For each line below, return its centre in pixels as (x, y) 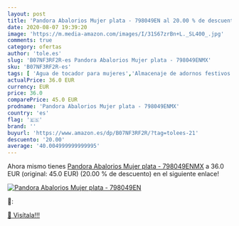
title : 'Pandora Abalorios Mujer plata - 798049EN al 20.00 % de (106, 21)
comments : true (30, 41)
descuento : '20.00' (36, 139)
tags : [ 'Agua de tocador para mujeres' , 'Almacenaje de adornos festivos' (121, 73)
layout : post (27, 14)
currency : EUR (28, 87)
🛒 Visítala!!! (24, 215)
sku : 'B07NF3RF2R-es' (39, 67)
